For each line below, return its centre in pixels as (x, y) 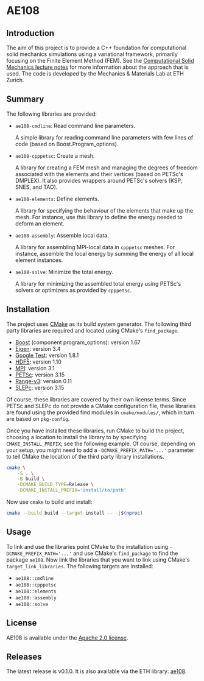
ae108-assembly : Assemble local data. (62, 235)
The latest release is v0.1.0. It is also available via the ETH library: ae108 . (97, 671)
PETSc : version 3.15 (40, 375)
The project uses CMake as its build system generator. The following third (99, 324)
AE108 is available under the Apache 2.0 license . (67, 638)
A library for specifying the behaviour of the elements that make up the (104, 210)
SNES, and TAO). (36, 187)
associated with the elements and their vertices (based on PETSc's (99, 174)
